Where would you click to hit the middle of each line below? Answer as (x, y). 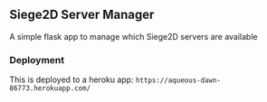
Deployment (37, 60)
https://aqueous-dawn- (178, 80)
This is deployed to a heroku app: (72, 79)
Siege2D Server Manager (82, 15)
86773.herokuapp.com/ (50, 88)
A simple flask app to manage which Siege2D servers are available (133, 36)
